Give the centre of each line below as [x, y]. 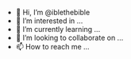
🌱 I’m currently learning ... [58, 29]
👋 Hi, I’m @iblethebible [53, 12]
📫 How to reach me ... [52, 47]
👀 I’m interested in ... [49, 21]
